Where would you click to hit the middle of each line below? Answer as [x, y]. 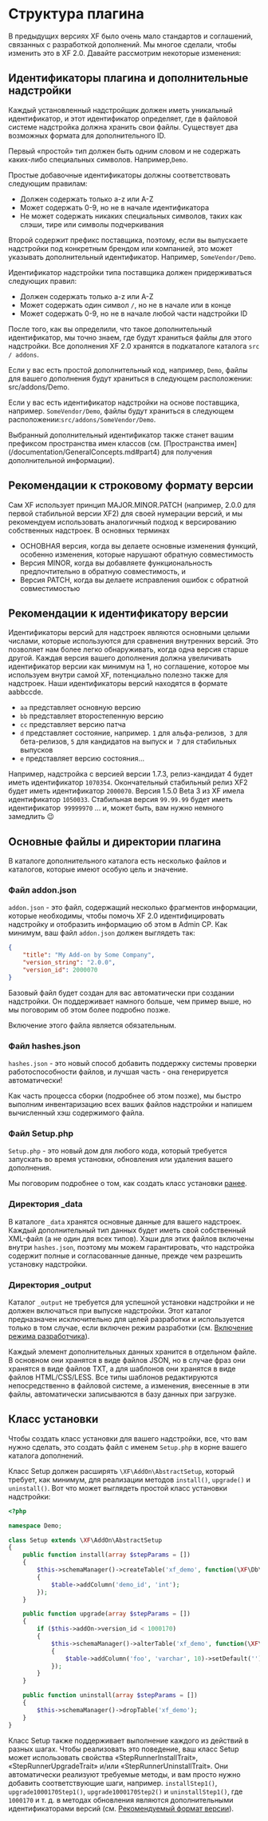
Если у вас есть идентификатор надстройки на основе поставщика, [124, 402]
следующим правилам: [48, 183]
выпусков [36, 750]
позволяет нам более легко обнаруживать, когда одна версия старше [128, 649]
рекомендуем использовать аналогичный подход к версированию [122, 521]
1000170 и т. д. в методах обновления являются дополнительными [121, 1799]
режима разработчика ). [49, 1336]
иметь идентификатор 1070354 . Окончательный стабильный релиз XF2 [128, 783]
